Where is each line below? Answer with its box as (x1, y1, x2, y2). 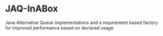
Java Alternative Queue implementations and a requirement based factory (5, 19, 158, 25)
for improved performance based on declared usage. (5, 24, 115, 30)
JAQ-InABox (5, 3, 58, 14)
